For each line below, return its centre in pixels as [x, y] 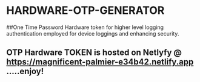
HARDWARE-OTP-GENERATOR [85, 11]
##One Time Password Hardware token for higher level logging [85, 27]
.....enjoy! [25, 71]
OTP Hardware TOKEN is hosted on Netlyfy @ [94, 53]
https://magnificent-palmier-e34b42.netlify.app [100, 62]
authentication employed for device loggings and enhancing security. [93, 33]
